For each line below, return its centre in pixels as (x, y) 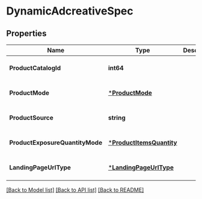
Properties (26, 33)
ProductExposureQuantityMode (56, 143)
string (117, 118)
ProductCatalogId (35, 68)
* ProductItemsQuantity (142, 143)
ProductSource (31, 118)
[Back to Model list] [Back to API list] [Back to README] (75, 190)
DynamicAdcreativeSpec (70, 11)
